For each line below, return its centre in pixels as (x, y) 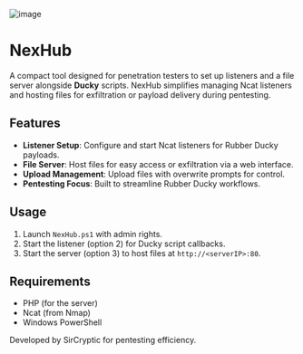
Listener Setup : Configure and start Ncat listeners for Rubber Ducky (150, 145)
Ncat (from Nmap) (56, 313)
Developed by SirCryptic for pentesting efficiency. (103, 340)
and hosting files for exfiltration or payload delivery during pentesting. (140, 94)
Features (35, 124)
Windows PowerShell (62, 322)
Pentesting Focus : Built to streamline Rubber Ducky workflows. (142, 183)
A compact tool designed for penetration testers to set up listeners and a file (152, 75)
